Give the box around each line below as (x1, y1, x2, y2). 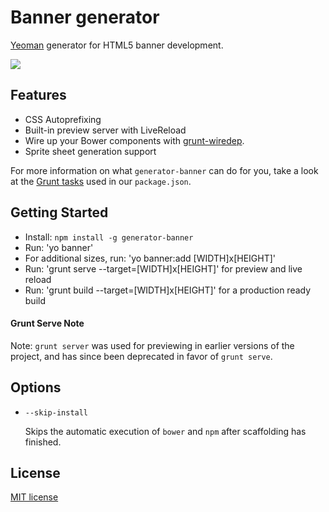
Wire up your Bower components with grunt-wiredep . (24, 134, 245, 146)
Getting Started (10, 204, 109, 221)
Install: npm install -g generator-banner (24, 231, 194, 243)
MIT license (10, 491, 59, 503)
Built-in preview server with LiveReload (24, 124, 187, 136)
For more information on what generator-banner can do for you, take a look (10, 164, 319, 176)
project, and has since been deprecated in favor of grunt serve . (10, 350, 273, 362)
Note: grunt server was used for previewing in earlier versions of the (10, 339, 295, 351)
